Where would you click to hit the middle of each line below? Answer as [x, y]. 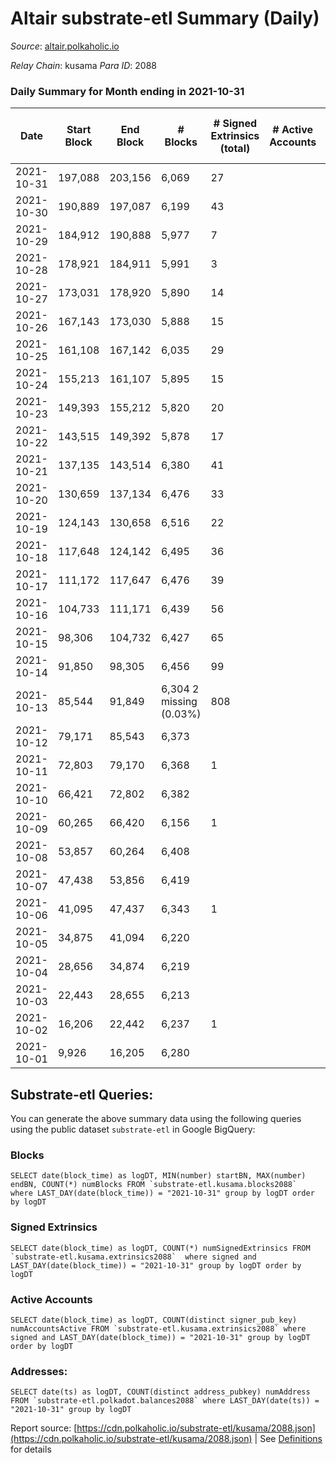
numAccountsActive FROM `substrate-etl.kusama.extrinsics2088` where [158, 1328]
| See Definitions [288, 1439]
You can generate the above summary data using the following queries [156, 1119]
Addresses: [39, 1371]
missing [179, 702]
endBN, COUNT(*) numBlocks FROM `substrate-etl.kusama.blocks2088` [154, 1185]
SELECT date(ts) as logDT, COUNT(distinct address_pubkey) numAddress [160, 1392]
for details [31, 1449]
